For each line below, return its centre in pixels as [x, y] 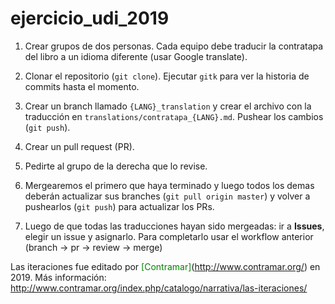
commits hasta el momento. [82, 86]
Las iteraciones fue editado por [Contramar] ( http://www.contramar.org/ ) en [165, 266]
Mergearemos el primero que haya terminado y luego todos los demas [169, 185]
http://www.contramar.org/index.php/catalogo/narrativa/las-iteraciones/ [159, 288]
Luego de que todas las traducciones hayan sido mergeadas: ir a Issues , [174, 226]
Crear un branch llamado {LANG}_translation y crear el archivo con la [168, 106]
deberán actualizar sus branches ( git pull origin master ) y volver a [167, 196]
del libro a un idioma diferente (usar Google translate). [136, 56]
